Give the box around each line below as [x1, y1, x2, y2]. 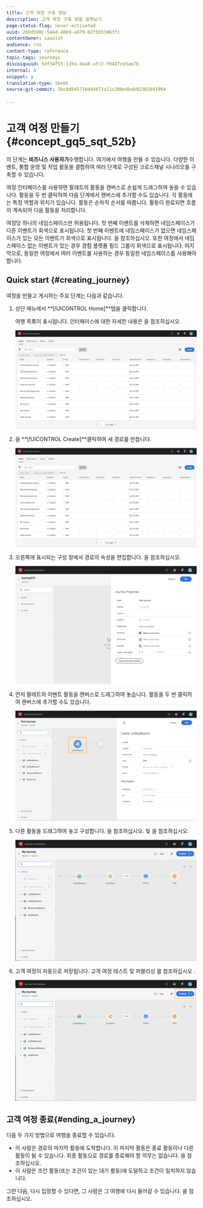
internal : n [6, 67, 36, 73]
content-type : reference [6, 48, 69, 55]
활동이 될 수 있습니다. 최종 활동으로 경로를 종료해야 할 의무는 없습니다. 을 [14, 1152, 186, 1159]
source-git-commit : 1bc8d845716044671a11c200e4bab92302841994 [6, 87, 166, 93]
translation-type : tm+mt [6, 80, 69, 86]
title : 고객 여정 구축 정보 [6, 10, 67, 16]
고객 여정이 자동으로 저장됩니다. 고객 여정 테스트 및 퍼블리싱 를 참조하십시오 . [14, 967, 196, 975]
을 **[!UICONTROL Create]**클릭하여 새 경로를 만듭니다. [14, 436, 152, 443]
